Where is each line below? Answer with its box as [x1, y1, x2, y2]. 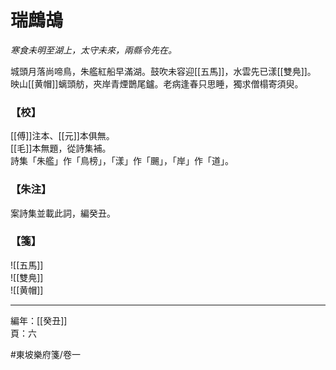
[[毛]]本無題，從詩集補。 [10, 142, 112, 155]
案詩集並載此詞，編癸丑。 [10, 207, 116, 219]
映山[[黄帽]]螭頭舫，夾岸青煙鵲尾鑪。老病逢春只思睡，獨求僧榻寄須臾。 [10, 77, 304, 90]
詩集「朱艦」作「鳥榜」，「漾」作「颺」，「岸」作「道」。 [10, 155, 234, 167]
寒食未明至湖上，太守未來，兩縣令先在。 [10, 44, 177, 56]
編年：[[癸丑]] [10, 314, 68, 326]
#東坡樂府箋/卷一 [10, 348, 81, 360]
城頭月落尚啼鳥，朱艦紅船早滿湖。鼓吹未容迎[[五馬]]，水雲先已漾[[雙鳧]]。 [10, 65, 317, 77]
